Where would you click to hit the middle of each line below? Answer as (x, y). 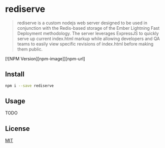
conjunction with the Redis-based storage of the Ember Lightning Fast (88, 28)
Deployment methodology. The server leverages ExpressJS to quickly (88, 33)
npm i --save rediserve (30, 86)
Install (15, 74)
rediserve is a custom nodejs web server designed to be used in (82, 23)
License (17, 128)
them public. (30, 49)
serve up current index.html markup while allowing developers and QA (88, 39)
